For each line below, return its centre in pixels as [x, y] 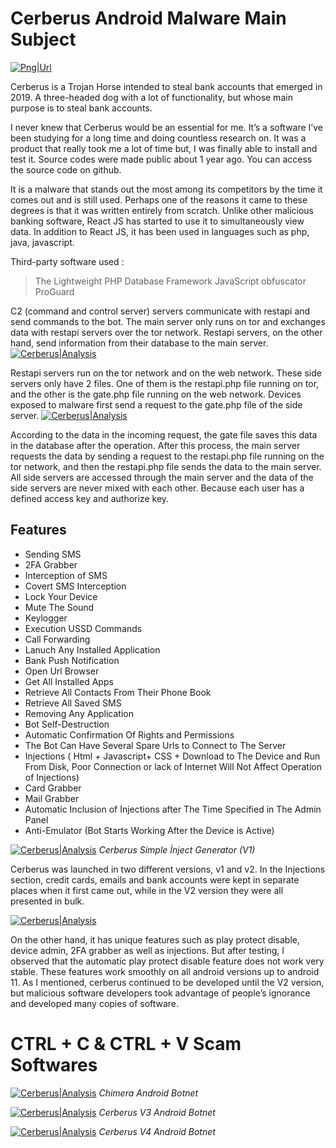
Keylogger [46, 618]
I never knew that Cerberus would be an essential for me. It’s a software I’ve [166, 127]
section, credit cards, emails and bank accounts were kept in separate [155, 879]
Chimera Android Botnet [148, 1093]
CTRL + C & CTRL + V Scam [126, 1043]
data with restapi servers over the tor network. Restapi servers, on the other [166, 332]
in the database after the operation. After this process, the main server [155, 445]
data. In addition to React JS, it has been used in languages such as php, [160, 231]
